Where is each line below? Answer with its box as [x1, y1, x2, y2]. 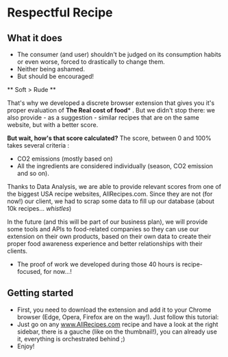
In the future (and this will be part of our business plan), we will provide [7, 218, 208, 226]
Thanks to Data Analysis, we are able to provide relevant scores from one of [7, 183, 221, 190]
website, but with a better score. [7, 121, 99, 128]
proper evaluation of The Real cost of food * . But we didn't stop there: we [7, 106, 216, 114]
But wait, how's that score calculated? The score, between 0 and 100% [7, 134, 212, 142]
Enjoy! [16, 342, 35, 350]
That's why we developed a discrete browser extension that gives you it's [7, 99, 215, 107]
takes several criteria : [7, 141, 70, 149]
